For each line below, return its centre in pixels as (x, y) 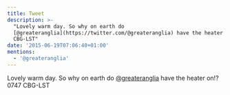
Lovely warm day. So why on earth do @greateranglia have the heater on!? (113, 78)
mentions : (21, 52)
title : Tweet (26, 13)
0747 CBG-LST (29, 85)
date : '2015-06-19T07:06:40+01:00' (58, 45)
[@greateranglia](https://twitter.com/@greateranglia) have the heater (118, 33)
